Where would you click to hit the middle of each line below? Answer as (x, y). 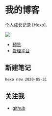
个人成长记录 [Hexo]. (26, 25)
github (19, 108)
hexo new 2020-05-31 (26, 79)
